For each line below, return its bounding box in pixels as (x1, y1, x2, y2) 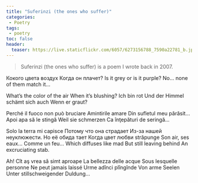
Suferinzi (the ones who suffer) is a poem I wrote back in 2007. (20, 63, 173, 70)
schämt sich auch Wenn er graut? (6, 98, 88, 105)
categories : (6, 14, 35, 20)
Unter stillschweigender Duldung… (6, 170, 90, 177)
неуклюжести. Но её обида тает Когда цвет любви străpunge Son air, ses (6, 134, 190, 141)
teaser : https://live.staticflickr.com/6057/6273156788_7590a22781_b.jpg (11, 47, 196, 53)
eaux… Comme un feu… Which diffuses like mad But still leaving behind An (6, 139, 189, 147)
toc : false (6, 36, 33, 42)
